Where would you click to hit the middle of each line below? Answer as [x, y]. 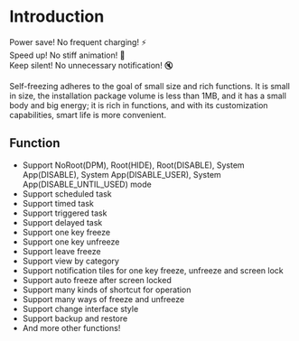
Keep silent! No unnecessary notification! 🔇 [91, 65]
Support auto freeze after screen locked [97, 280]
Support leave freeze [61, 251]
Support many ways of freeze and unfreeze [103, 299]
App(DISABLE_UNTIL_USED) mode [87, 184]
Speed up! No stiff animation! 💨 [67, 55]
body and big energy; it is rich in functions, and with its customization [139, 105]
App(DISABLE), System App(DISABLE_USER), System [121, 174]
